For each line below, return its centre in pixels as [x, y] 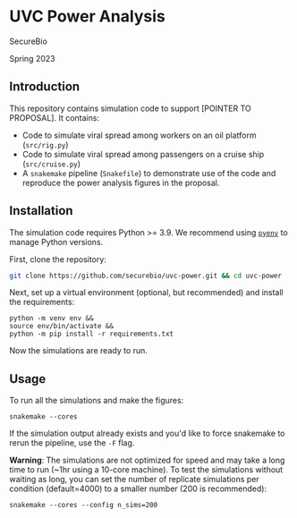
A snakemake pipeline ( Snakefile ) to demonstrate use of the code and [149, 173]
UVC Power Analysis [87, 17]
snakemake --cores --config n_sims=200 [84, 505]
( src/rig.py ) [45, 144]
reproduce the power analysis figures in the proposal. [121, 183]
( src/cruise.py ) [51, 164]
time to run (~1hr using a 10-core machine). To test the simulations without [146, 470]
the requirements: [42, 302]
